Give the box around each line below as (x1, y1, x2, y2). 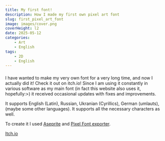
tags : (5, 49, 16, 54)
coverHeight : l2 (5, 26, 39, 31)
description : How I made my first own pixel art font (5, 12, 120, 17)
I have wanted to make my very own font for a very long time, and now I (5, 75, 153, 81)
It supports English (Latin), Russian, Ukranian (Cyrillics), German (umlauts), (5, 100, 159, 106)
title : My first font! (5, 7, 52, 12)
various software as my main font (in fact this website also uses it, (5, 85, 141, 91)
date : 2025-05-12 (5, 30, 41, 35)
